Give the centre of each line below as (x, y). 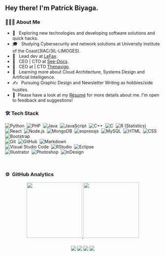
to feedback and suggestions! (42, 100)
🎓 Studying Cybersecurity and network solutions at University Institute (86, 43)
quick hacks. (25, 38)
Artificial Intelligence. (34, 77)
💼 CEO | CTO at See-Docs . (40, 61)
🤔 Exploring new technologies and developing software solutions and (83, 33)
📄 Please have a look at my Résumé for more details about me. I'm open (86, 95)
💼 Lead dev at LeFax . (35, 56)
